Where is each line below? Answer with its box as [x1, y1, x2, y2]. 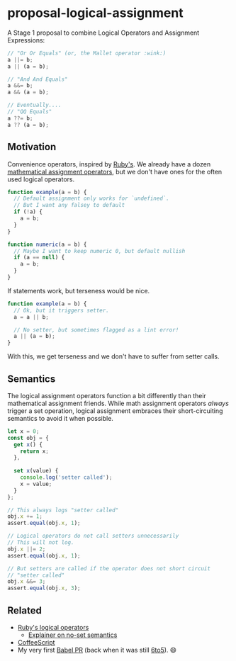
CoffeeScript [17, 638, 55, 646]
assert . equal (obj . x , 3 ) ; [7, 584, 81, 592]
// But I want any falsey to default [13, 202, 125, 209]
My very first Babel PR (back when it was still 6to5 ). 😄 [17, 646, 177, 654]
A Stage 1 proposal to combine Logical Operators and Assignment [7, 28, 200, 37]
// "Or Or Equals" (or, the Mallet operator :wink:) [7, 50, 167, 57]
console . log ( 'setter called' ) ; [20, 474, 113, 481]
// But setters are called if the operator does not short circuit [7, 565, 211, 572]
